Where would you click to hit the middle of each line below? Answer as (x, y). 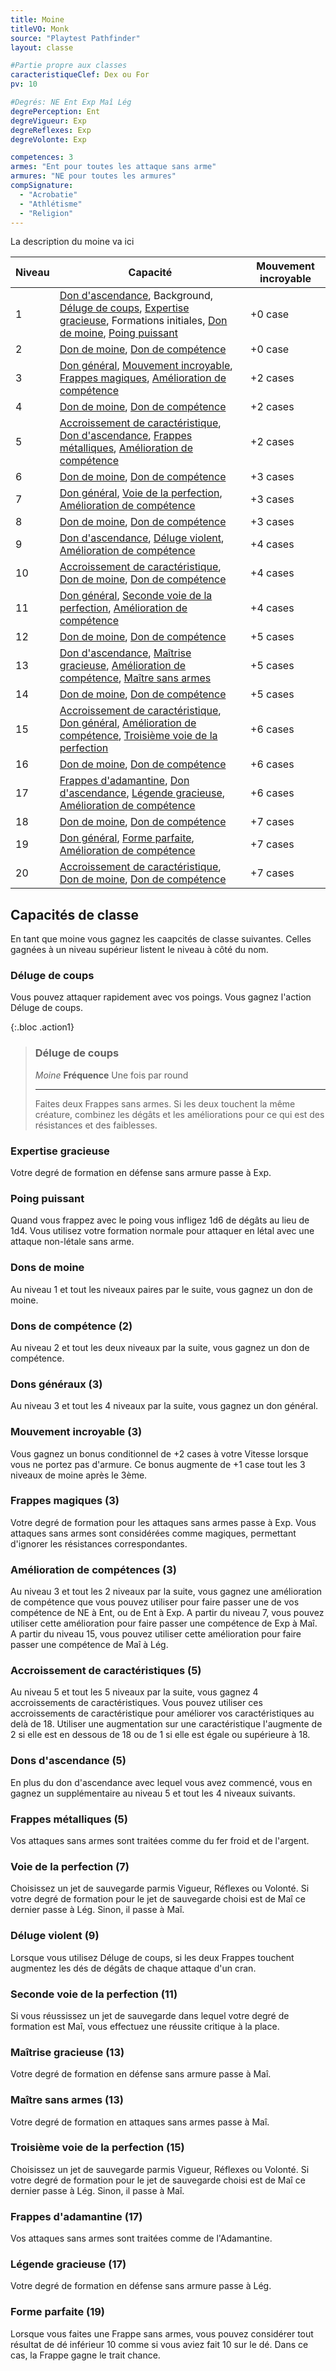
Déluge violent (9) (55, 1936)
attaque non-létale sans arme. (72, 1242)
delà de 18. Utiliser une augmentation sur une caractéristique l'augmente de (166, 1724)
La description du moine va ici (72, 242)
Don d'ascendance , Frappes (126, 436)
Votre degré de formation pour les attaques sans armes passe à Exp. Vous (163, 1522)
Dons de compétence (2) (71, 1326)
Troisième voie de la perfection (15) (97, 2148)
